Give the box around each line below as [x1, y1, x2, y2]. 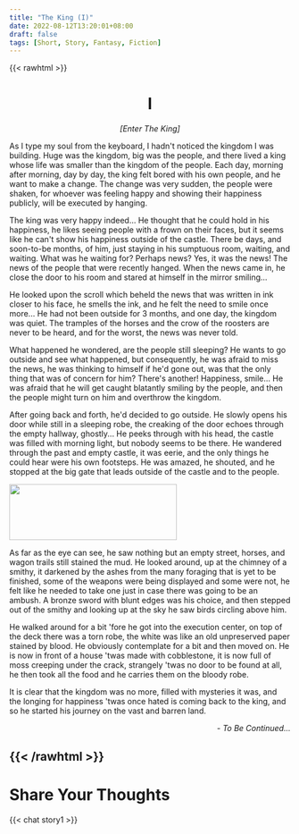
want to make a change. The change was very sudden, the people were [9, 179, 273, 190]
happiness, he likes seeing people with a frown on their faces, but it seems [9, 224, 284, 235]
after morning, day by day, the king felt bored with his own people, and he [9, 169, 281, 180]
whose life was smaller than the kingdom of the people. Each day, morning [9, 160, 284, 171]
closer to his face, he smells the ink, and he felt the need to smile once [9, 299, 270, 309]
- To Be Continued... [216, 723, 291, 734]
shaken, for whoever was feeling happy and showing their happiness [9, 189, 262, 199]
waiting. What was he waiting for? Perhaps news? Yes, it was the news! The [9, 253, 288, 264]
